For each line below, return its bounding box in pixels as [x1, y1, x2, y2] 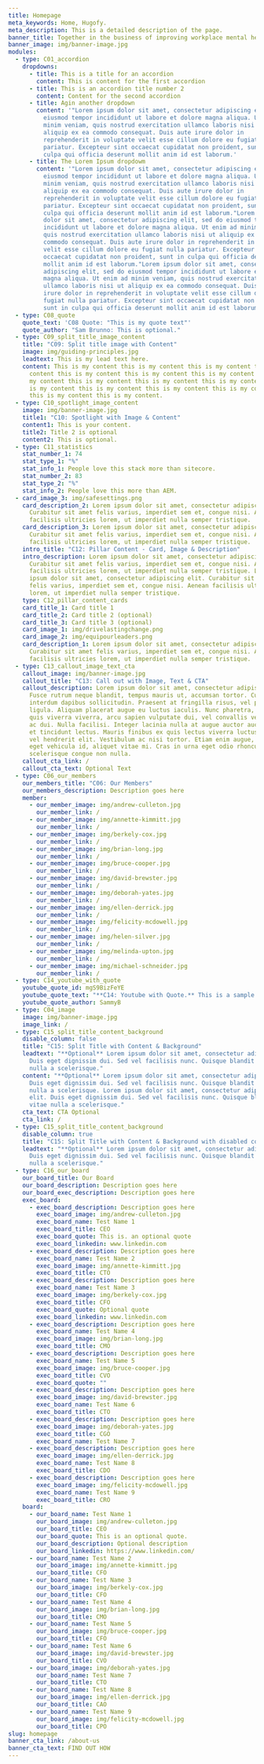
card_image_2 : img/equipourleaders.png [22, 633, 153, 641]
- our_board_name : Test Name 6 [28, 1642, 132, 1650]
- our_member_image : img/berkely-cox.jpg [28, 830, 167, 838]
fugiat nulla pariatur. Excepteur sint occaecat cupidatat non [42, 296, 255, 304]
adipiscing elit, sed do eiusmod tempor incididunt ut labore [42, 267, 251, 275]
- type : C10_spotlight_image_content [15, 399, 139, 407]
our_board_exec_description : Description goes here [22, 1188, 195, 1196]
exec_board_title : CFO [36, 1298, 111, 1306]
